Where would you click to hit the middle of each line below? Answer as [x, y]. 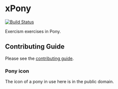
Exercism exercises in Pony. [33, 31]
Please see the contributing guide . [39, 58]
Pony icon [17, 71]
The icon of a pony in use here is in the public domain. [59, 82]
